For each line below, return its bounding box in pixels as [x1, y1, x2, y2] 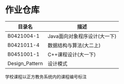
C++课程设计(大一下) [47, 51, 96, 58]
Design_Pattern [7, 60, 43, 66]
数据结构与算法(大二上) [47, 42, 101, 49]
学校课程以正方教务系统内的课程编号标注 [5, 74, 87, 80]
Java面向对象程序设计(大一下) [47, 33, 117, 40]
